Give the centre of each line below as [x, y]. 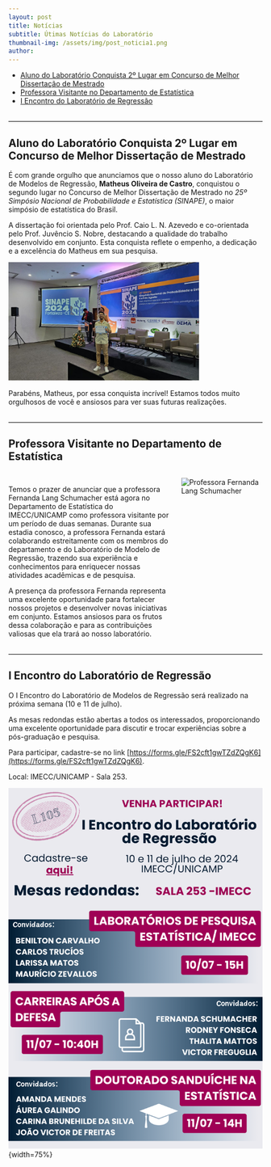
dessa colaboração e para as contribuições [80, 625]
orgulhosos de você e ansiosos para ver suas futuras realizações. [118, 402]
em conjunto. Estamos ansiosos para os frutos [85, 616]
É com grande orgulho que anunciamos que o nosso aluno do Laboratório [131, 175]
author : [21, 51]
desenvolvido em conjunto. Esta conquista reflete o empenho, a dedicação [133, 242]
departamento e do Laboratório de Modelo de [84, 549]
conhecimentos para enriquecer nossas [75, 567]
